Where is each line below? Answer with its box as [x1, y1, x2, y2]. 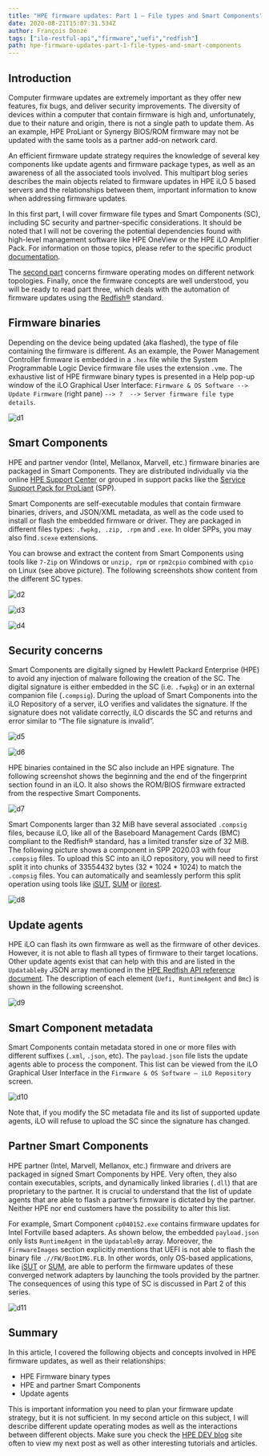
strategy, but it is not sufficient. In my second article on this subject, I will [8, 1413, 249, 1422]
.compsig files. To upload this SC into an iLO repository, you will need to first [8, 854, 259, 863]
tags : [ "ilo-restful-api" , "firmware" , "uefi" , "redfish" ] [8, 34, 199, 43]
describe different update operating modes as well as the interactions [8, 1421, 238, 1430]
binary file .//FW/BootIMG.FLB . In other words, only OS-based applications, [8, 1253, 254, 1262]
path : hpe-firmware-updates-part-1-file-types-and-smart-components [8, 42, 242, 50]
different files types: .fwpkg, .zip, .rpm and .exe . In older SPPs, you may [8, 524, 252, 534]
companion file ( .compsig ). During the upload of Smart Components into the [8, 691, 258, 700]
